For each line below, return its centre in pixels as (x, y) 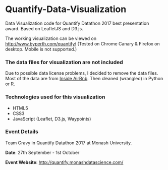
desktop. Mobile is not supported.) (41, 49)
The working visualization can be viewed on (51, 38)
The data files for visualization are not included (64, 62)
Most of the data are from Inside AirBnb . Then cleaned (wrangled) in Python (84, 79)
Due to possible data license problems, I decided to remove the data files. (82, 73)
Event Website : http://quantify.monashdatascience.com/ (64, 162)
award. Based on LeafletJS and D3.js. (44, 28)
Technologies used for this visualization (55, 97)
